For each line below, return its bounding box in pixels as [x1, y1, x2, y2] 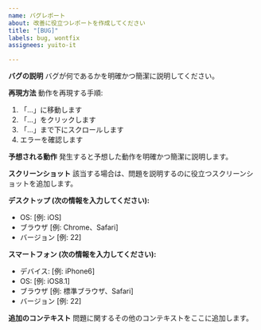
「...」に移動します [19, 105, 82, 115]
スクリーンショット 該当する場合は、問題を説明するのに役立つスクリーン [8, 169, 247, 179]
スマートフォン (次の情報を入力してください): [8, 249, 157, 259]
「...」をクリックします [19, 115, 96, 124]
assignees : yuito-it [8, 41, 77, 49]
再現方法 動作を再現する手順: [8, 88, 103, 98]
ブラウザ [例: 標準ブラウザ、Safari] [19, 286, 134, 296]
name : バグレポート [8, 11, 66, 20]
